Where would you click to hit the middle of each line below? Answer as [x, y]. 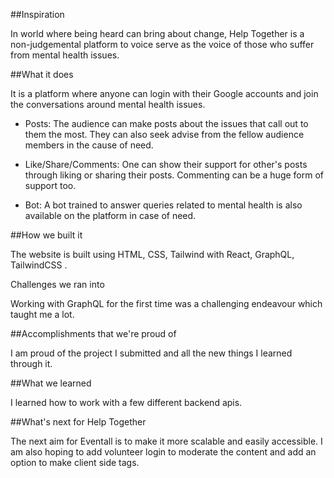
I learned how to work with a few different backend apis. [126, 402]
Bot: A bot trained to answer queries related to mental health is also [163, 205]
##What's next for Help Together [78, 422]
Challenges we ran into [57, 284]
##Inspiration [37, 14]
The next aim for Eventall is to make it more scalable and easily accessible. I [166, 441]
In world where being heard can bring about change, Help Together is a [157, 33]
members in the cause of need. [89, 145]
